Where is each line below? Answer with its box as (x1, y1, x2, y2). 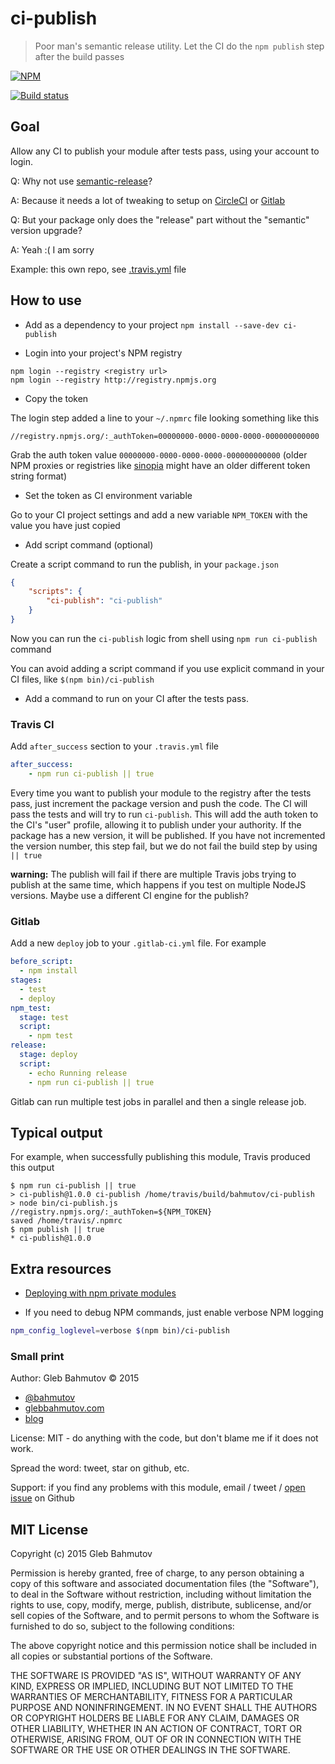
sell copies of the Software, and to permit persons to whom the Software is (10, 1610, 320, 1622)
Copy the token (24, 392, 89, 404)
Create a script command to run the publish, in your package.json (10, 558, 279, 570)
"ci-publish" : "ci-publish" (46, 596, 163, 606)
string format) (10, 470, 68, 482)
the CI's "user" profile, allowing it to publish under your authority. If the (10, 818, 302, 831)
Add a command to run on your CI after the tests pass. (24, 692, 249, 704)
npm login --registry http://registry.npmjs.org (10, 375, 217, 385)
